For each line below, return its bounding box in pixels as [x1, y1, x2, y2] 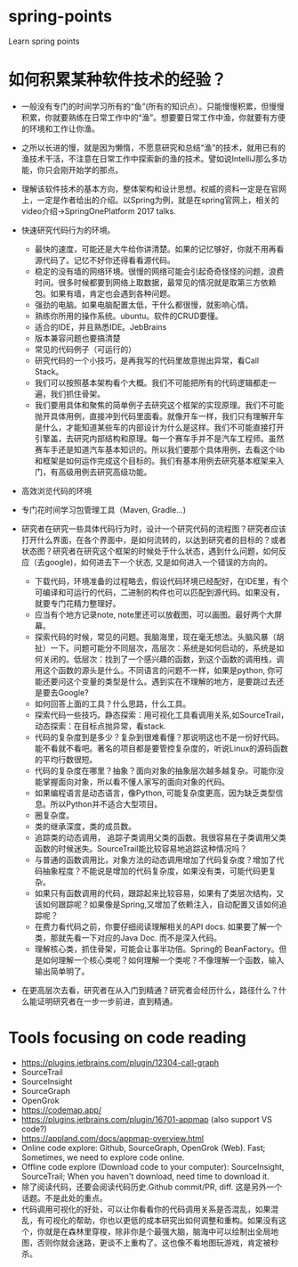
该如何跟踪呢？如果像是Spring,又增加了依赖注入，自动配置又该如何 [34, 899, 279, 909]
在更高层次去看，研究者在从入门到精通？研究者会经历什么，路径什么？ [20, 984, 279, 995]
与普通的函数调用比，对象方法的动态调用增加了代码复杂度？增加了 [34, 854, 277, 865]
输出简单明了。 [34, 966, 90, 976]
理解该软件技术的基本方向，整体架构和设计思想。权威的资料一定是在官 [20, 183, 279, 193]
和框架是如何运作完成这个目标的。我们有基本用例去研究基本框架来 [34, 455, 277, 465]
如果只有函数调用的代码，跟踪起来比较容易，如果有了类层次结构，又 [34, 887, 285, 898]
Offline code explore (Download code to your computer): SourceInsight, [20, 1161, 285, 1172]
